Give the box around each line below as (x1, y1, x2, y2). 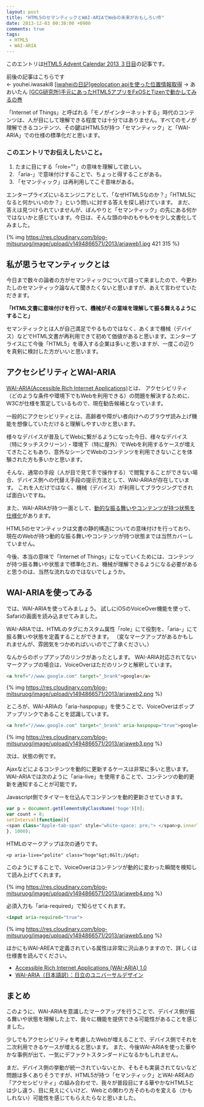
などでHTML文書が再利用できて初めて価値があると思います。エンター (16, 332, 191, 340)
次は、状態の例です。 (6, 753, 59, 760)
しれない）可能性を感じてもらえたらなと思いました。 (6, 1094, 140, 1102)
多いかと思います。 (38, 456, 86, 463)
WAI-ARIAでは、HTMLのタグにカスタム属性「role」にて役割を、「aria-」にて (6, 625, 198, 632)
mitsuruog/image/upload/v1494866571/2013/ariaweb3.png (6, 740, 154, 747)
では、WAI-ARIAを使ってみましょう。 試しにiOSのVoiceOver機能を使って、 (6, 604, 194, 612)
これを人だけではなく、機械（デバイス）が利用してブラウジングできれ (18, 484, 193, 491)
